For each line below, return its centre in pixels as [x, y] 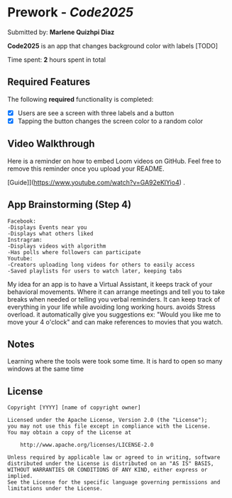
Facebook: [22, 221]
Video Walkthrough [51, 144]
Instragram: [25, 240]
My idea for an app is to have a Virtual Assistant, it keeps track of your [110, 284]
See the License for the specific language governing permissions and [114, 482]
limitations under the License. [55, 489]
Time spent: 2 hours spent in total [57, 59]
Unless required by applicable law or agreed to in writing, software [114, 457]
